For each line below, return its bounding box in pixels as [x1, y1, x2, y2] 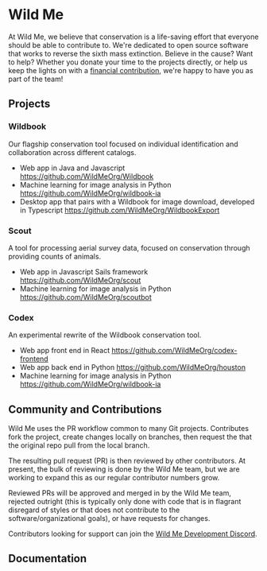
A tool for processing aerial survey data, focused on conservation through [8, 243, 250, 252]
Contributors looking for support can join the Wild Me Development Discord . [8, 529, 257, 538]
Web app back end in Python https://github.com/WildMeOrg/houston [19, 363, 246, 372]
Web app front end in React [19, 346, 110, 355]
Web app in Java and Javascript [19, 163, 126, 173]
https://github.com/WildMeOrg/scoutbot [19, 292, 153, 301]
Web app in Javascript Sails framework [19, 266, 149, 276]
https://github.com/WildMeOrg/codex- [110, 346, 238, 355]
